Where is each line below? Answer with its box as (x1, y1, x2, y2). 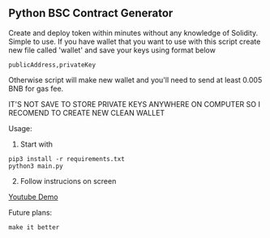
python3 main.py (8, 162, 63, 170)
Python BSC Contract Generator (8, 6, 174, 20)
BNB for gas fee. (8, 83, 64, 93)
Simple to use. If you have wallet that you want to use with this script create (8, 36, 261, 46)
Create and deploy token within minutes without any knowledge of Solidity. (8, 28, 259, 37)
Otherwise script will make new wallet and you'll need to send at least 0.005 (8, 74, 263, 84)
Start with (19, 139, 54, 149)
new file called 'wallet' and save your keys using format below (8, 45, 216, 55)
